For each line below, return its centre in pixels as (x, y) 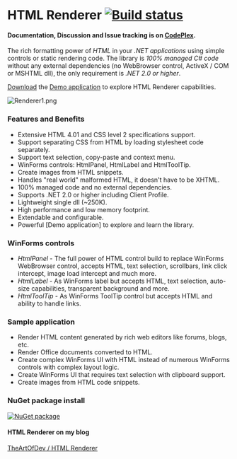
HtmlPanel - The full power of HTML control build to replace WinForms (121, 258)
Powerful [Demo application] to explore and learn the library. (106, 225)
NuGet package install (46, 401)
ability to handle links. (49, 303)
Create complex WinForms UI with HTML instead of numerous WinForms (123, 360)
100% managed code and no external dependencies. (94, 187)
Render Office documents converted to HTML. (85, 352)
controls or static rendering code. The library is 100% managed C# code (113, 58)
